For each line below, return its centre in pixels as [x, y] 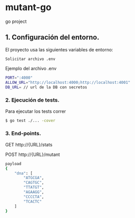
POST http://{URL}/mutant [32, 154]
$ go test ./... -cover [30, 120]
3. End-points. [23, 134]
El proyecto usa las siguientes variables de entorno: [59, 49]
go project [16, 21]
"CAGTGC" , [34, 183]
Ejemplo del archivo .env [31, 68]
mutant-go [28, 7]
